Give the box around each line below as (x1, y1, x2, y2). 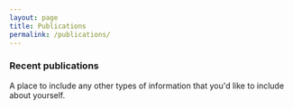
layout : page (9, 13, 59, 23)
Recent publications (9, 59, 99, 72)
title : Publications (9, 22, 87, 31)
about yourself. (9, 89, 66, 100)
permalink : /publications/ (9, 30, 111, 39)
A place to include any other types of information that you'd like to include (9, 80, 285, 91)
